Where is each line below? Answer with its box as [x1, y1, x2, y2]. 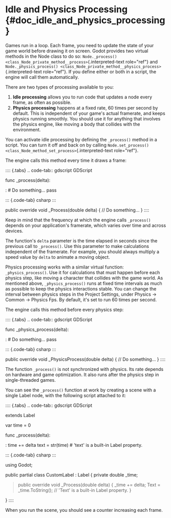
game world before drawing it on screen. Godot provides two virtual [5, 48, 148, 54]
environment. [12, 127, 41, 133]
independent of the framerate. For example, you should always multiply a [5, 248, 160, 255]
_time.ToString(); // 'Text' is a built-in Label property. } [17, 487, 132, 493]
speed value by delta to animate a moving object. [5, 254, 110, 260]
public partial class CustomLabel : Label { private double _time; [5, 471, 138, 478]
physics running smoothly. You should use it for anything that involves [12, 115, 161, 121]
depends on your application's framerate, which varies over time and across [5, 222, 166, 229]
